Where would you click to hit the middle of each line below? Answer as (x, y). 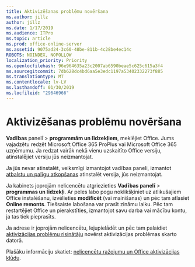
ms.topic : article (28, 39)
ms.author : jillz (27, 17)
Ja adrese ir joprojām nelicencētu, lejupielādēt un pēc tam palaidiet (87, 228)
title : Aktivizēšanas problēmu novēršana (57, 11)
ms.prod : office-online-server (44, 44)
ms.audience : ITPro (30, 33)
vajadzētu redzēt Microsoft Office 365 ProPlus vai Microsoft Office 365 (91, 144)
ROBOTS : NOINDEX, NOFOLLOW (39, 55)
